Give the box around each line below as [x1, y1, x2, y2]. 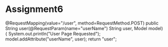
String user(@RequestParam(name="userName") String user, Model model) [5, 25, 163, 31]
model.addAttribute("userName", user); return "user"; [5, 36, 117, 42]
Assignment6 [5, 3, 63, 15]
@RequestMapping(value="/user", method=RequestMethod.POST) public [5, 20, 159, 26]
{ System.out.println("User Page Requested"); [5, 30, 101, 36]
